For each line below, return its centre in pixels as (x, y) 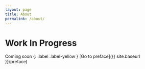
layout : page (18, 10)
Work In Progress (41, 43)
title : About (18, 14)
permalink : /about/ (25, 19)
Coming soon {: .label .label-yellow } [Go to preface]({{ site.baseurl (73, 56)
